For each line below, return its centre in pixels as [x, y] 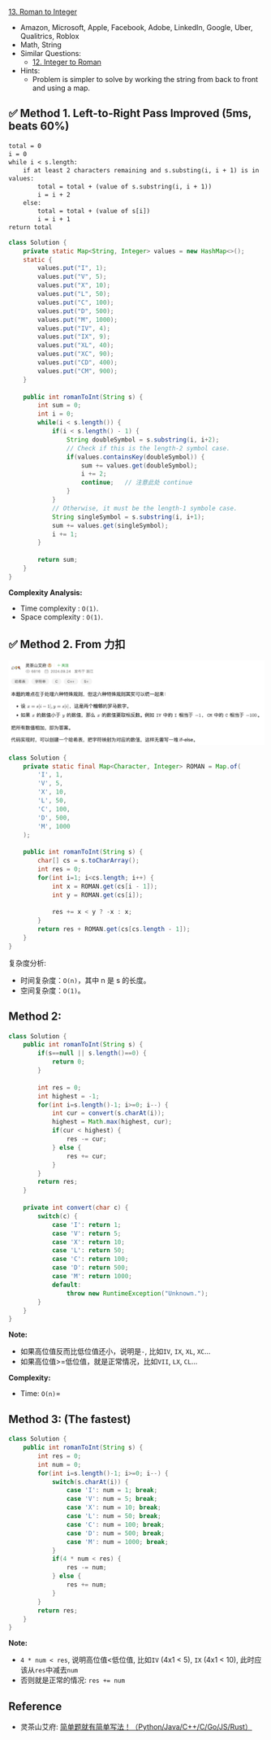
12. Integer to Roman [67, 62]
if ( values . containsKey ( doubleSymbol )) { [135, 457]
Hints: [30, 71]
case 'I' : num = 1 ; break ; [112, 1490]
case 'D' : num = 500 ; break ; [115, 1533]
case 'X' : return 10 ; [88, 1242]
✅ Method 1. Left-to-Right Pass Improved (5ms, [130, 113]
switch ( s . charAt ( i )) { [90, 1482]
